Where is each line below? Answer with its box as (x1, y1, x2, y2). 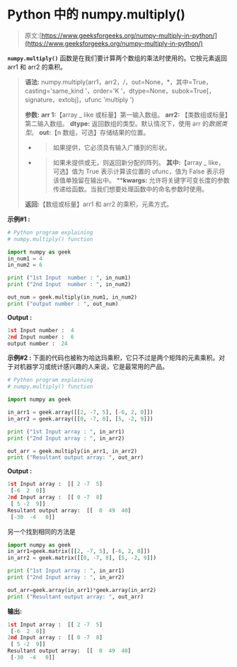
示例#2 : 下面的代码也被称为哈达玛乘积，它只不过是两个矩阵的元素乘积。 (7, 353, 219, 362)
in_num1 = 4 (7, 255, 42, 262)
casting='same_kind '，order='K (24, 86, 120, 95)
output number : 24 (7, 340, 69, 347)
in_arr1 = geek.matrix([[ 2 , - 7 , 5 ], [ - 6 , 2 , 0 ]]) (7, 548, 151, 555)
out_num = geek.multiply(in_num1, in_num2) (7, 294, 138, 301)
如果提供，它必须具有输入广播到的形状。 (52, 143, 171, 152)
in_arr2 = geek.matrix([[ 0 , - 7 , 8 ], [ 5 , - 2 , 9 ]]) (7, 554, 157, 561)
